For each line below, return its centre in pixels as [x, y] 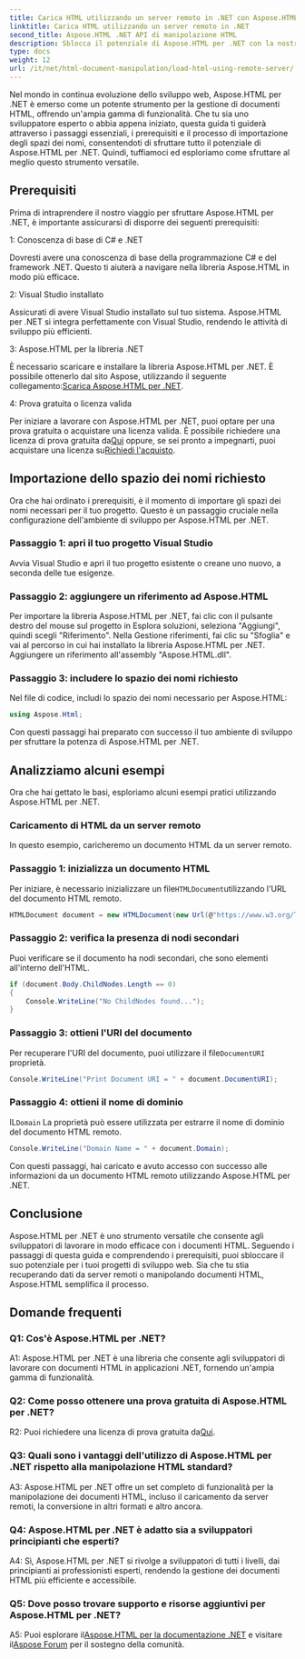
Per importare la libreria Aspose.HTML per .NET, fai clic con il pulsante [141, 616]
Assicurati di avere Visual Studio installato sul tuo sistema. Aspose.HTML [146, 312]
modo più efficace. [44, 276]
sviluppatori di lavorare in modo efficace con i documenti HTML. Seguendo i [152, 1245]
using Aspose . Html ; [46, 715]
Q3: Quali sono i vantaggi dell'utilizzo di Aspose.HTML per [141, 1455]
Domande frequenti [66, 1312]
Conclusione [46, 1214]
